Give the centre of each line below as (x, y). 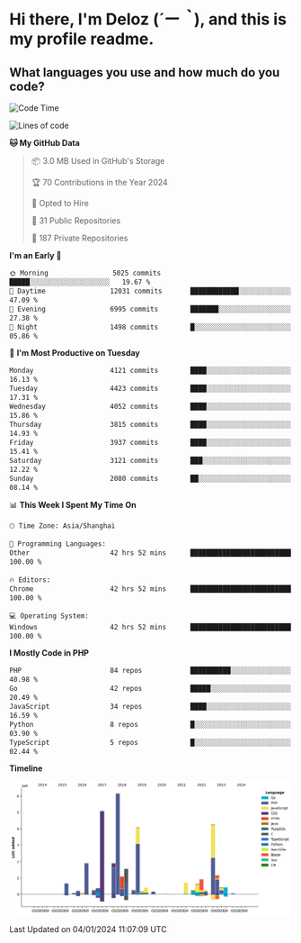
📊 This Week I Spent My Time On (73, 505)
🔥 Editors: (30, 580)
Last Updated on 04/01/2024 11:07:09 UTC (89, 929)
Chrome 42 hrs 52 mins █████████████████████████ (150, 589)
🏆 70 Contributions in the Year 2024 (99, 182)
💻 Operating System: (49, 616)
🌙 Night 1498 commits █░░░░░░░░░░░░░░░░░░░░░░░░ (150, 327)
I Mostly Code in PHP (49, 653)
